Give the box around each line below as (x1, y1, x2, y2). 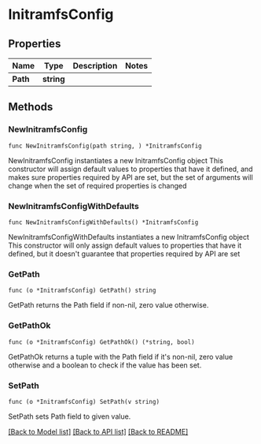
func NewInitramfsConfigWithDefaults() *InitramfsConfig (8, 218, 199, 226)
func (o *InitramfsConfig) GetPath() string (8, 286, 156, 295)
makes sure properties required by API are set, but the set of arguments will (8, 172, 253, 182)
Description (72, 61, 118, 71)
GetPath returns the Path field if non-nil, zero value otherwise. (8, 300, 209, 310)
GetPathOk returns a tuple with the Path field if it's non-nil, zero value (8, 352, 233, 361)
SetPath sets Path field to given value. (8, 412, 131, 421)
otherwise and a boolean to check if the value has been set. (8, 360, 202, 370)
